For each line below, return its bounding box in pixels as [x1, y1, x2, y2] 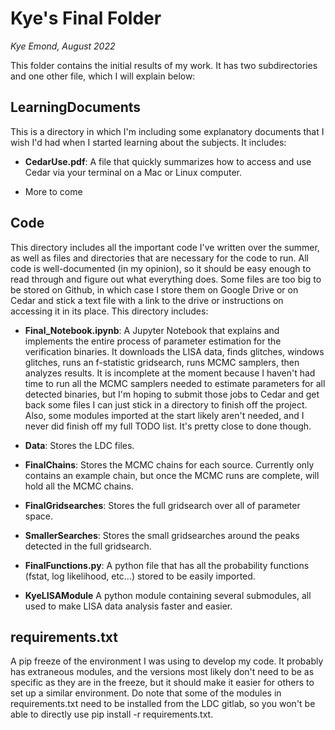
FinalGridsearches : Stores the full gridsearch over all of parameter [24, 499, 301, 511]
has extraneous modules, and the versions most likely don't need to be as [10, 666, 315, 678]
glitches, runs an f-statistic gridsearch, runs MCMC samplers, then [24, 356, 300, 368]
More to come [24, 185, 83, 197]
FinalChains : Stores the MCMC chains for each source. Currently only [24, 458, 315, 471]
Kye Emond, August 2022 [10, 40, 116, 52]
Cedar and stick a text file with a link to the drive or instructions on [10, 294, 284, 306]
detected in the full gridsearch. [24, 540, 152, 552]
